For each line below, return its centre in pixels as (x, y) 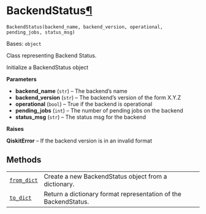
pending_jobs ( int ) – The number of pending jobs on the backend (99, 110)
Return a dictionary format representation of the (113, 194)
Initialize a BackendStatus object (48, 67)
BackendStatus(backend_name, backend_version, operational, (85, 27)
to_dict (21, 197)
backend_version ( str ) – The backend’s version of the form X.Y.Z (98, 97)
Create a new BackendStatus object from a (105, 176)
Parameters (21, 79)
